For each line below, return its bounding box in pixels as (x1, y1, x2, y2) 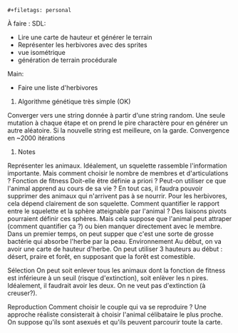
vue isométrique (17, 48, 66, 56)
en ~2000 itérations (7, 134, 66, 142)
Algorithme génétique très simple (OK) (17, 97, 131, 106)
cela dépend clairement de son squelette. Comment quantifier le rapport (7, 200, 219, 208)
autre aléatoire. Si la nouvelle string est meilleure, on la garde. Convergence (7, 126, 230, 135)
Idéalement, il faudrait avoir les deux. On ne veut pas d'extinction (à (7, 282, 206, 290)
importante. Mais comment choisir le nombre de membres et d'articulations (7, 169, 229, 178)
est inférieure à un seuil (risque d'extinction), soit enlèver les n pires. (7, 274, 209, 282)
